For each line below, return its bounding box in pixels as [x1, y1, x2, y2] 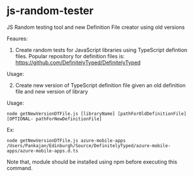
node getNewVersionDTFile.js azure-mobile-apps [6, 137, 126, 144]
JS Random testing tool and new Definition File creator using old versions [6, 24, 185, 31]
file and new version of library [15, 88, 88, 95]
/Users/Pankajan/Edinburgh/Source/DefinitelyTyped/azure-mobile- [6, 142, 171, 148]
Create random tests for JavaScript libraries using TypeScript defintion [15, 46, 188, 54]
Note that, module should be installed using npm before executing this [6, 158, 178, 165]
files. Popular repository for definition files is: [15, 52, 125, 59]
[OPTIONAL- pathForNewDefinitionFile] [6, 116, 102, 122]
